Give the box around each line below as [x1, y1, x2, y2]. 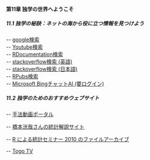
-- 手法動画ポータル [6, 111, 54, 118]
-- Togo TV [6, 147, 34, 154]
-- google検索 [6, 36, 40, 43]
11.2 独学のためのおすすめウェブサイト [6, 95, 99, 102]
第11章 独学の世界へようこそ [6, 5, 74, 12]
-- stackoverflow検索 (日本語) [6, 65, 78, 72]
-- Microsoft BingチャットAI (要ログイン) [6, 80, 105, 87]
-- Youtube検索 [6, 43, 43, 50]
